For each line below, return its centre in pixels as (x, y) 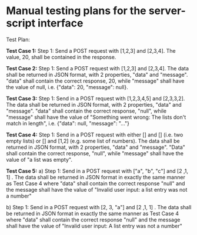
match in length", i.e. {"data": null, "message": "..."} (68, 123)
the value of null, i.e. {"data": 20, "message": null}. (67, 87)
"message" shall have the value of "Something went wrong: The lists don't (96, 117)
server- (167, 11)
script (21, 23)
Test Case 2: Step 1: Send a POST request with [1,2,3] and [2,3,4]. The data (98, 68)
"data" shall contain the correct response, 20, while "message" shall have (95, 81)
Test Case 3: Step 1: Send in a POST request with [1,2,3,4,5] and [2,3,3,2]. (96, 98)
